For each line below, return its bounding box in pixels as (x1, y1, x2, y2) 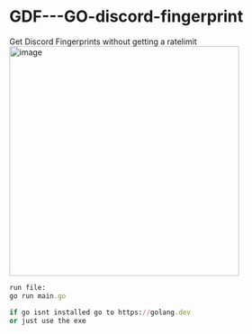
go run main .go (9, 291, 67, 301)
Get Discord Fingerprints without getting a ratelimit (9, 36, 198, 47)
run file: (9, 283, 47, 292)
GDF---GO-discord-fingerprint (9, 6, 244, 27)
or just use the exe (9, 316, 87, 325)
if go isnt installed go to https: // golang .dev (9, 308, 192, 317)
